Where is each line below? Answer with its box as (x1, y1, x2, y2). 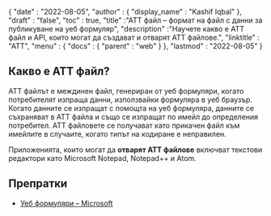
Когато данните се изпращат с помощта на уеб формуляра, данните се (8, 103, 255, 112)
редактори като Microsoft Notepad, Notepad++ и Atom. (8, 153, 197, 163)
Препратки (8, 177, 68, 191)
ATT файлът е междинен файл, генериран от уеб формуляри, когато (8, 86, 244, 95)
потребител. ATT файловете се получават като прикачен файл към (8, 121, 240, 130)
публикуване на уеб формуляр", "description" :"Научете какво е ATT (8, 24, 245, 33)
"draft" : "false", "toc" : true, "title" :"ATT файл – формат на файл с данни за (8, 15, 263, 25)
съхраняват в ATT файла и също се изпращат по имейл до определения (8, 112, 259, 121)
